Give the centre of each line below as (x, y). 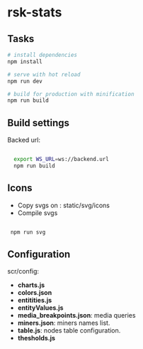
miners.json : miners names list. (64, 323)
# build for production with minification (71, 94)
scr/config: (23, 271)
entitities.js (35, 301)
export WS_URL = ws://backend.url (62, 160)
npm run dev (25, 81)
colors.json (35, 293)
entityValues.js (40, 308)
